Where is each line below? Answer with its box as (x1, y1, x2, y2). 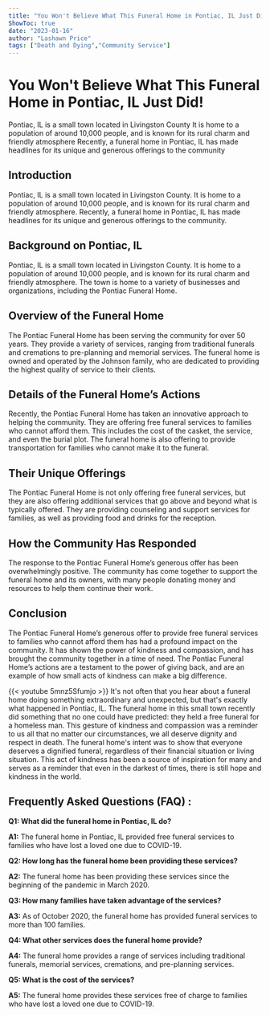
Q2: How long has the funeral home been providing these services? (8, 856, 239, 866)
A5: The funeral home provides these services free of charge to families (8, 990, 247, 1000)
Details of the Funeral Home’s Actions (8, 387, 201, 402)
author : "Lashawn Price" (8, 34, 92, 43)
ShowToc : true (8, 19, 56, 27)
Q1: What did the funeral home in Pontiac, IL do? (8, 816, 172, 825)
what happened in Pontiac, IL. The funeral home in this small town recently (8, 703, 256, 713)
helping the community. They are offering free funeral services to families (8, 418, 252, 427)
